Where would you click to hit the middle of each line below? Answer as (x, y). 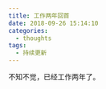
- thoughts (34, 38)
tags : (17, 46)
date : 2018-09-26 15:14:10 (53, 23)
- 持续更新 (31, 53)
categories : (28, 30)
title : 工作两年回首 (39, 16)
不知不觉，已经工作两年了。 (54, 77)
